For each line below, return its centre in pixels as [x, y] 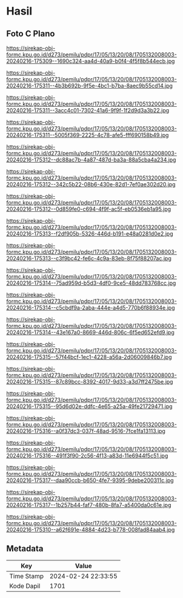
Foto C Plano [31, 34]
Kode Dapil [25, 586]
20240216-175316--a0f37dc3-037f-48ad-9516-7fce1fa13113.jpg [86, 431]
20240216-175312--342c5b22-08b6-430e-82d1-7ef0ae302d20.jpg [91, 184]
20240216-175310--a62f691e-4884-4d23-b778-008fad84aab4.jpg [91, 530]
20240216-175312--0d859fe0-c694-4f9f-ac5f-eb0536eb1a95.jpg [89, 209]
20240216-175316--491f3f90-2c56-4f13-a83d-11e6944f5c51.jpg [87, 456]
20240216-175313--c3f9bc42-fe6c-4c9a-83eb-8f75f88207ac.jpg [89, 258]
